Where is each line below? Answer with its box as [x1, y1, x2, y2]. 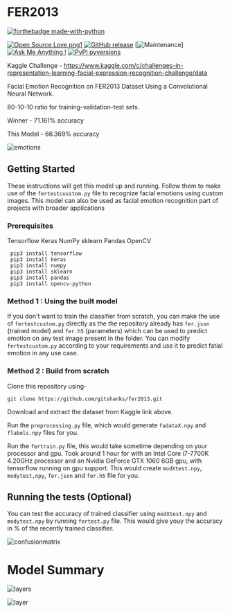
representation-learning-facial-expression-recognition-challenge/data [7, 69, 208, 77]
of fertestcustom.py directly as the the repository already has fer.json [7, 319, 210, 328]
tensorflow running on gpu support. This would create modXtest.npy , [7, 463, 202, 472]
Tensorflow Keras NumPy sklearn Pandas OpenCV [7, 237, 151, 245]
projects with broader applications [7, 204, 105, 212]
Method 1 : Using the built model [7, 296, 118, 305]
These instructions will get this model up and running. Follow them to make [7, 181, 222, 190]
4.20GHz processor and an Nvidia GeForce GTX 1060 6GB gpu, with [7, 456, 202, 465]
